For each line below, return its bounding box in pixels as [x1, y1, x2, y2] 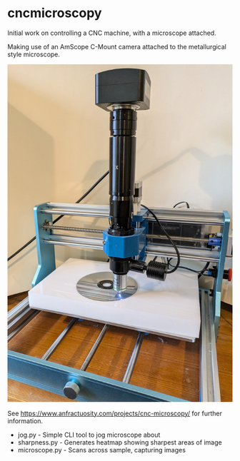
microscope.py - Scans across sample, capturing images [17, 445, 186, 454]
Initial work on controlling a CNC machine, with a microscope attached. [7, 29, 216, 37]
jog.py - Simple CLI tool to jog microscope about [17, 430, 161, 439]
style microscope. [7, 50, 61, 59]
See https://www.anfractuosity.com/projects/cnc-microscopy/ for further [7, 409, 223, 417]
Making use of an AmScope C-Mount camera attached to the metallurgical [7, 42, 226, 51]
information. [7, 416, 44, 425]
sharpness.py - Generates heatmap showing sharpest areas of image [17, 437, 223, 447]
